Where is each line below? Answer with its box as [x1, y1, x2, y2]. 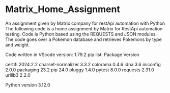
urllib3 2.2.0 [5, 72, 31, 78]
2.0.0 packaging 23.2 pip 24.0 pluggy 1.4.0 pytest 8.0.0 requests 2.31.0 [5, 67, 154, 73]
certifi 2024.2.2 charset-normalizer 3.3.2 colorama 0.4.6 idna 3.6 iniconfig [5, 61, 161, 67]
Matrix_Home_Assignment [5, 4, 121, 15]
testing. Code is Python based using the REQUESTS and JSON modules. [5, 31, 157, 37]
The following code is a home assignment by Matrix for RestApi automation [5, 25, 163, 31]
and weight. [5, 41, 30, 48]
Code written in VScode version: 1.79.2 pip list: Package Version [5, 52, 139, 58]
